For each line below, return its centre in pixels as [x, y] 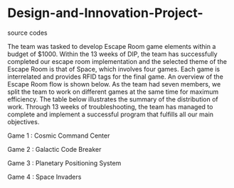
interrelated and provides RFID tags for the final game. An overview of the [116, 77]
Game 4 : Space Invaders [44, 177]
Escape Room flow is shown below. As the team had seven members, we [114, 84]
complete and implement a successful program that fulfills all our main [111, 114]
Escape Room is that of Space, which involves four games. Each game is [114, 69]
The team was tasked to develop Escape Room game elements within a [112, 46]
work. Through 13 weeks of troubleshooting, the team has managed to [110, 106]
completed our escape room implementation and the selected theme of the [117, 61]
